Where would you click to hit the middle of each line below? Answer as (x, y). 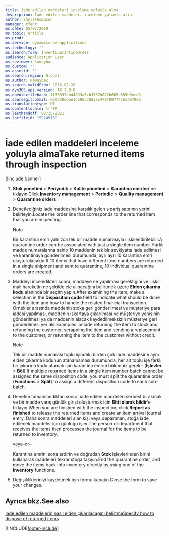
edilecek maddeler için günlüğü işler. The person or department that (82, 423)
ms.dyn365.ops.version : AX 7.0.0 (40, 90)
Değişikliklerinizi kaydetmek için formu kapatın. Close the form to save (85, 480)
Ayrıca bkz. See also (37, 501)
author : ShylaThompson (29, 19)
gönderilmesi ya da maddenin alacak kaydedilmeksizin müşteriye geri (85, 319)
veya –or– (22, 444)
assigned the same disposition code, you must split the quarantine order (88, 376)
